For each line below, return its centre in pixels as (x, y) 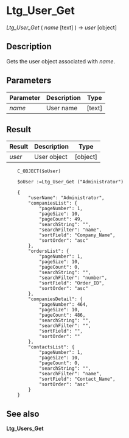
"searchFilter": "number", (73, 278)
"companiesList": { (53, 203)
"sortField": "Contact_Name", (77, 379)
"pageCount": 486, (62, 315)
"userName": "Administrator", (66, 198)
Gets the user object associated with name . (61, 61)
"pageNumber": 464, (63, 305)
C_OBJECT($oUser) (39, 171)
